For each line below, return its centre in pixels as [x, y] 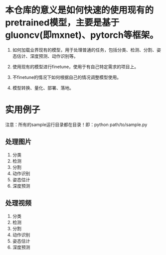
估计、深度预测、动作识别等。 [47, 56]
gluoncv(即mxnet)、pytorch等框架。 [82, 35]
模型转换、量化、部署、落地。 [43, 88]
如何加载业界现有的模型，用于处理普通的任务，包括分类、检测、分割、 [84, 50]
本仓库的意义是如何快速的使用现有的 [80, 10]
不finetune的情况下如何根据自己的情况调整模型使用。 [67, 77]
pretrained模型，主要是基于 [62, 23]
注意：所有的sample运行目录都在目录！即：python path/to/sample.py [76, 125]
